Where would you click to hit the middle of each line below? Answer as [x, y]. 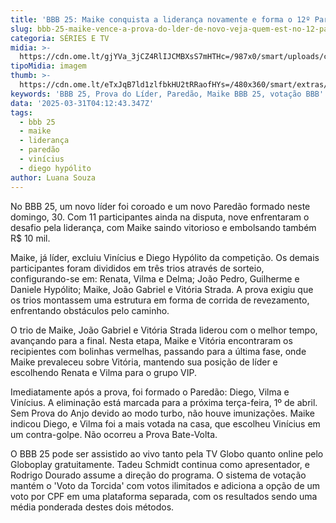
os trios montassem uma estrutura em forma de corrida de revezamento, [160, 300]
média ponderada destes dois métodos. [92, 507]
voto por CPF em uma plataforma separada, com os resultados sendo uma [164, 496]
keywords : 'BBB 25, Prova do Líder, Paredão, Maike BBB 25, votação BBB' [167, 94]
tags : [21, 112]
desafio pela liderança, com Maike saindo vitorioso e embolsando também [163, 227]
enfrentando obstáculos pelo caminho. [90, 310]
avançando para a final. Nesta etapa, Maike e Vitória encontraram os [151, 340]
